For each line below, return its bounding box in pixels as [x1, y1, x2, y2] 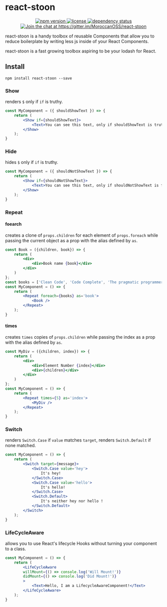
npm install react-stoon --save [5, 75, 72, 81]
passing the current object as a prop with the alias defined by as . [5, 237, 138, 243]
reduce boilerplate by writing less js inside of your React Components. [5, 38, 149, 44]
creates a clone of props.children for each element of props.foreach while [5, 232, 158, 238]
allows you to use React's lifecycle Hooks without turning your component [5, 540, 158, 546]
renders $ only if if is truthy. [5, 99, 63, 105]
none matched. [5, 443, 36, 449]
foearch [5, 221, 22, 227]
